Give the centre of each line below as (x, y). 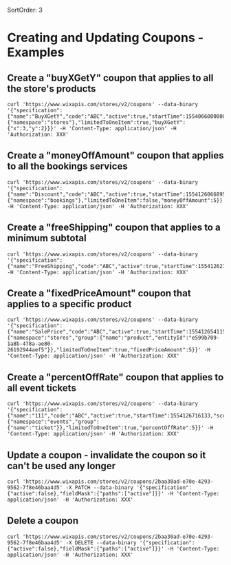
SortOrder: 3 (25, 10)
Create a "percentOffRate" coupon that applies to (115, 377)
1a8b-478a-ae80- (30, 344)
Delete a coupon (43, 521)
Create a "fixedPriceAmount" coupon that (99, 293)
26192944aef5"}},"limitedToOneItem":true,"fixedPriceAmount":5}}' (104, 350)
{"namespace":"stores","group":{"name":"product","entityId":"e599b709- (113, 338)
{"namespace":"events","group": (53, 422)
